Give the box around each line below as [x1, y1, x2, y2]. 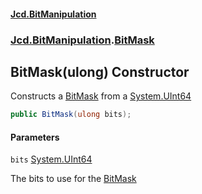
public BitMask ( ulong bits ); [10, 110, 132, 120]
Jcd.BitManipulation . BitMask [10, 33, 155, 47]
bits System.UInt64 [10, 153, 93, 165]
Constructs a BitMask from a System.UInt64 [10, 90, 192, 102]
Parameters [10, 131, 60, 143]
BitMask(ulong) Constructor [10, 63, 190, 80]
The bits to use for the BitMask [10, 173, 137, 185]
